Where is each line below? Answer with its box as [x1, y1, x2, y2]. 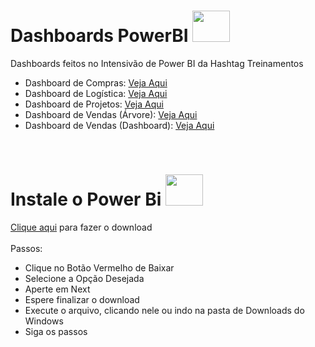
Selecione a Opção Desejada [24, 272, 145, 284]
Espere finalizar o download [24, 293, 140, 305]
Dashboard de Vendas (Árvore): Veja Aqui [24, 108, 198, 120]
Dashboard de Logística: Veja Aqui [24, 87, 168, 99]
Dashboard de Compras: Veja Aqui [24, 76, 168, 89]
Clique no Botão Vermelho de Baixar [24, 261, 175, 274]
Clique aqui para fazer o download [10, 221, 153, 233]
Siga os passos [24, 325, 88, 337]
